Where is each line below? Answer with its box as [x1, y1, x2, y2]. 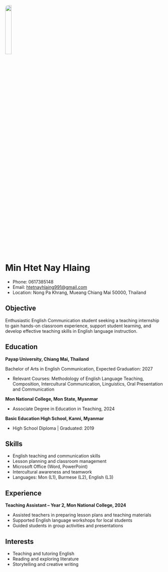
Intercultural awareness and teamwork [12, 469, 92, 475]
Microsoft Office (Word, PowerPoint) [12, 463, 88, 469]
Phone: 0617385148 [12, 278, 54, 284]
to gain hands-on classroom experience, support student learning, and [5, 323, 151, 329]
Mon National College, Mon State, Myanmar [5, 396, 98, 402]
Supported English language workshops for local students [12, 517, 133, 523]
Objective [5, 304, 37, 313]
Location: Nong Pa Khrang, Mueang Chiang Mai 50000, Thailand [12, 289, 146, 296]
